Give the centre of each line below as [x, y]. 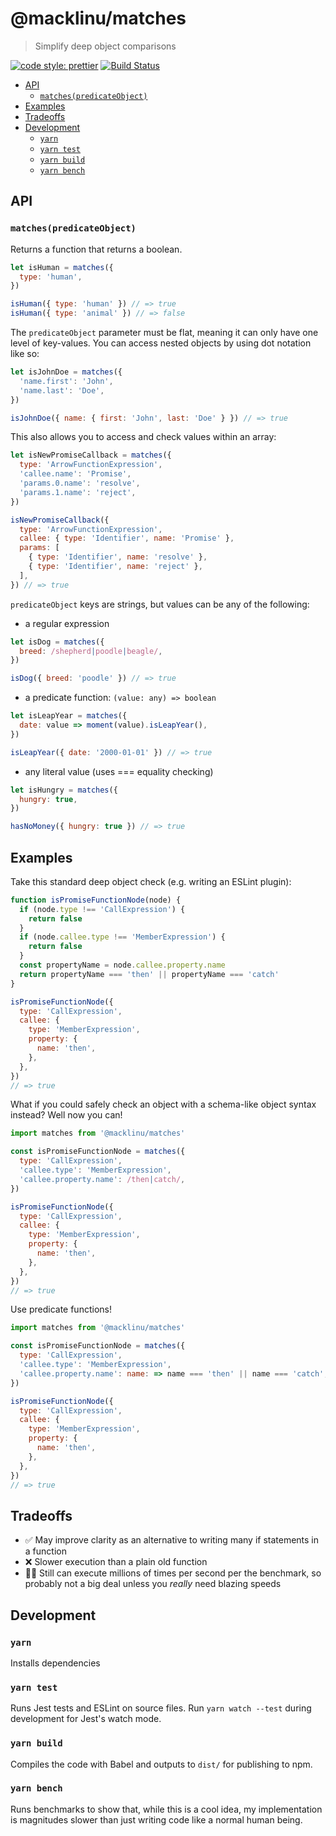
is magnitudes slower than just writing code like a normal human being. [156, 1819]
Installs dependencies [55, 1663]
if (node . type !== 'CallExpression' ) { [102, 909]
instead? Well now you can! [66, 1115]
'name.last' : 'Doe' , [62, 390]
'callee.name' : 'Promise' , [75, 474]
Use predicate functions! [61, 1309]
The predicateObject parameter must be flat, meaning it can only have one [164, 332]
